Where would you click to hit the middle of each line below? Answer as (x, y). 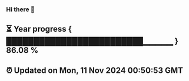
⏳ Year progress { (39, 29)
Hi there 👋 (21, 9)
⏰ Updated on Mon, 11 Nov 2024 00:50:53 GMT (95, 70)
